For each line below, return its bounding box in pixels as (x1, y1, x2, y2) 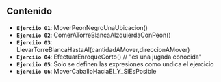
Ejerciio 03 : (16, 38, 53, 46)
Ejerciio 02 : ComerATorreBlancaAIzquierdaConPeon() (16, 31, 172, 39)
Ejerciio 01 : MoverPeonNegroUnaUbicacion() (16, 23, 148, 31)
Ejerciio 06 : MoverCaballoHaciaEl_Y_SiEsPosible (16, 67, 157, 75)
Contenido (6, 5, 53, 17)
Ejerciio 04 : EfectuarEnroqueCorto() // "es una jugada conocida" (16, 53, 203, 61)
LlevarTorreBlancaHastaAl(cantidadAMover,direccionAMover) (16, 45, 190, 53)
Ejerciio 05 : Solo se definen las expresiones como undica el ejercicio (16, 59, 214, 68)
